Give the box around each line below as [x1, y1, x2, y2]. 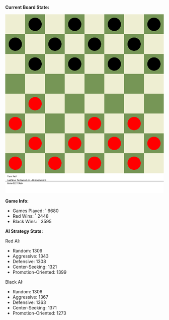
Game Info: [5, 198, 29, 204]
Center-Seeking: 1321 [12, 264, 57, 270]
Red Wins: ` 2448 [12, 213, 49, 219]
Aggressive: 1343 [12, 253, 49, 259]
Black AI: [5, 279, 24, 285]
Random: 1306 [12, 289, 43, 294]
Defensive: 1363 [12, 299, 46, 305]
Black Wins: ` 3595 [12, 219, 52, 224]
